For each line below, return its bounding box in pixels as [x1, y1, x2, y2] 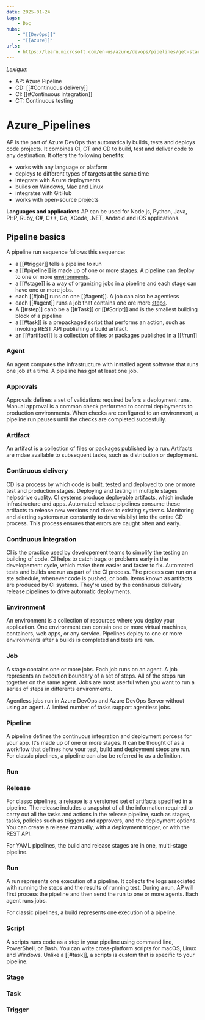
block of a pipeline [15, 312, 62, 319]
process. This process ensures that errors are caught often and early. [6, 519, 181, 527]
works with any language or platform [15, 163, 108, 171]
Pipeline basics [6, 232, 66, 242]
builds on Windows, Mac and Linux [15, 183, 104, 190]
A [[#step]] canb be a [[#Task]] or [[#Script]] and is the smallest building [15, 305, 198, 312]
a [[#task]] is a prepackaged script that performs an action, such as [15, 319, 185, 326]
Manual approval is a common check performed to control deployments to [6, 403, 193, 410]
